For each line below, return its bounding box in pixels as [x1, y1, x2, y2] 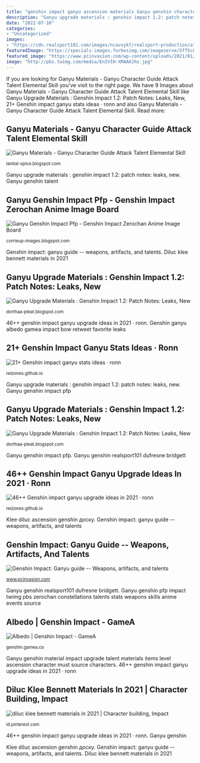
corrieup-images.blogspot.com [6, 238, 70, 244]
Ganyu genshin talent [6, 177, 58, 185]
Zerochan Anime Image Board [6, 204, 119, 214]
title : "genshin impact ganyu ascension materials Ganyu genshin [6, 8, 171, 15]
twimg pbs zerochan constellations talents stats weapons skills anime [6, 593, 177, 601]
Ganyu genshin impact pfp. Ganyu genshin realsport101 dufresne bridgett [6, 451, 186, 459]
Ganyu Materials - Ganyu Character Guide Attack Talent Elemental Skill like [6, 88, 189, 95]
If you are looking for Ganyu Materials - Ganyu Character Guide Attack [6, 75, 179, 82]
